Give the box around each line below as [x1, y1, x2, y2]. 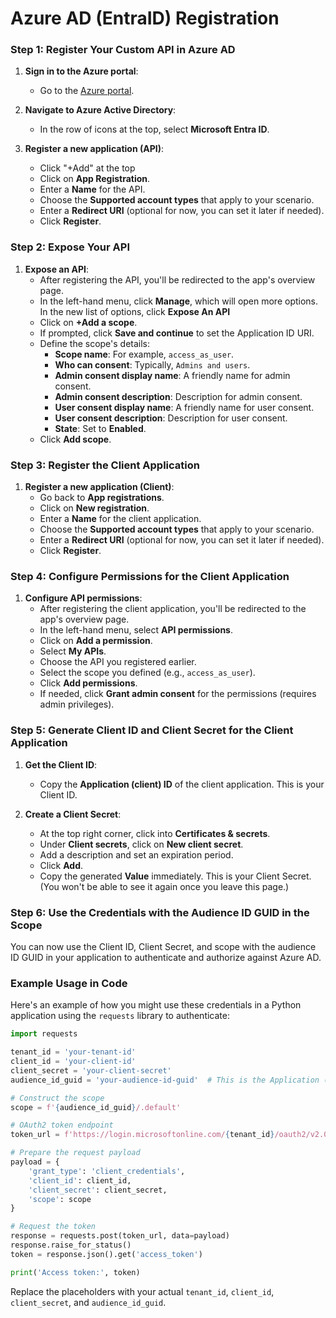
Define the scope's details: [39, 337, 151, 349]
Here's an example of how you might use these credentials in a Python [10, 999, 302, 1011]
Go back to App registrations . [39, 492, 165, 504]
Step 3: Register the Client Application [10, 458, 200, 472]
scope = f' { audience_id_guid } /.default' [10, 1102, 182, 1112]
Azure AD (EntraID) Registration [10, 7, 280, 30]
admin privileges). [39, 698, 115, 711]
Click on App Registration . [39, 173, 151, 185]
